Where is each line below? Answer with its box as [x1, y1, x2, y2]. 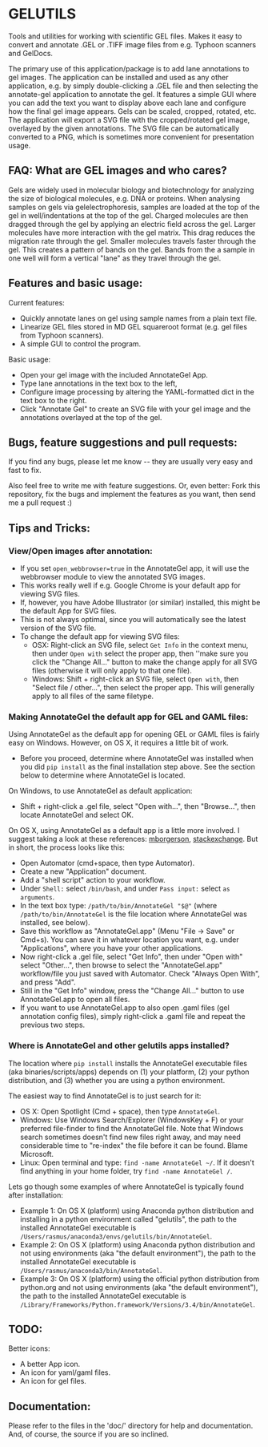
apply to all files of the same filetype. [31, 691, 154, 701]
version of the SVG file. [19, 623, 97, 633]
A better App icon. [19, 1360, 81, 1369]
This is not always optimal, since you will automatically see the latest [19, 615, 246, 624]
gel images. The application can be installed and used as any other [8, 72, 229, 82]
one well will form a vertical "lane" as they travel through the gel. [8, 253, 222, 263]
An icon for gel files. [19, 1376, 86, 1386]
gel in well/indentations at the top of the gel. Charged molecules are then [8, 210, 249, 220]
